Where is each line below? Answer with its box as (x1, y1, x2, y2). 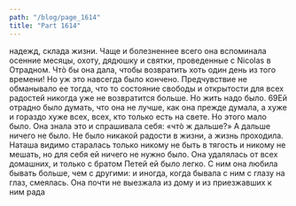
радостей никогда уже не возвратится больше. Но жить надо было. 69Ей (9, 92, 288, 103)
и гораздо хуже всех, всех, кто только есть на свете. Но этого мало (9, 111, 268, 122)
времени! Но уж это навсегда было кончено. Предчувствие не (9, 73, 248, 84)
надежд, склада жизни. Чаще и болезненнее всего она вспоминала (9, 45, 268, 56)
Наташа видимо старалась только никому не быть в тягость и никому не (9, 139, 286, 150)
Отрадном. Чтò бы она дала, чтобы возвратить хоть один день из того (9, 64, 277, 75)
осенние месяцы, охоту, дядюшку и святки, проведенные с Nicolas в (9, 55, 272, 65)
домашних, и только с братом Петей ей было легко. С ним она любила (9, 158, 278, 169)
